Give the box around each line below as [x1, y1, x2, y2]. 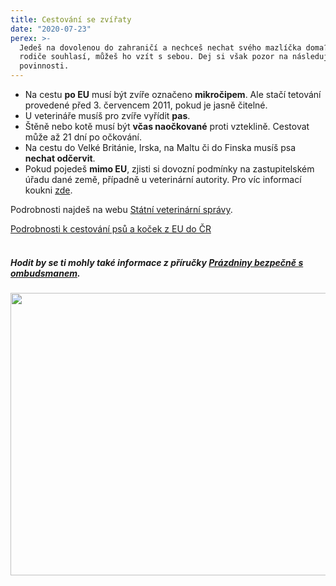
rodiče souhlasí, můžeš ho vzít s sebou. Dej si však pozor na [19, 52, 288, 62]
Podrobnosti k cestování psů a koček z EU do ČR [10, 223, 212, 235]
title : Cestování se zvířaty [10, 14, 132, 25]
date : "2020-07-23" [10, 24, 92, 34]
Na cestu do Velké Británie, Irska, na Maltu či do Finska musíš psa [24, 142, 297, 153]
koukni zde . [24, 184, 73, 196]
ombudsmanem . [10, 267, 81, 279]
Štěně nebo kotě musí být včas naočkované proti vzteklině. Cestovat [24, 121, 310, 132]
